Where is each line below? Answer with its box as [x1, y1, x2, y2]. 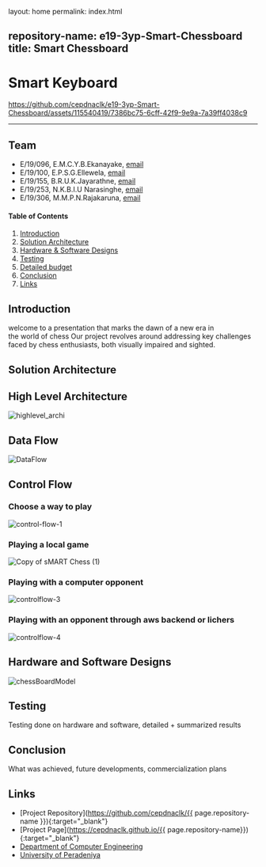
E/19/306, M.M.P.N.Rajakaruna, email [19, 193, 141, 203]
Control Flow [8, 478, 73, 491]
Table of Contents [8, 211, 69, 221]
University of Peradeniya [19, 850, 101, 859]
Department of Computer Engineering [19, 842, 143, 851]
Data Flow [8, 433, 59, 447]
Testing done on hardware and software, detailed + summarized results [8, 720, 241, 730]
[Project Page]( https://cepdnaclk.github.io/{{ [19, 825, 166, 834]
